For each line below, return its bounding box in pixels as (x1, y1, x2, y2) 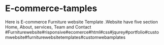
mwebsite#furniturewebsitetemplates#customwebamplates (5, 34, 126, 40)
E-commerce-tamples (5, 3, 98, 14)
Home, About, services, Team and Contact (5, 24, 92, 30)
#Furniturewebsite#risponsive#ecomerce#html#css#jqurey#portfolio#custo (5, 29, 159, 35)
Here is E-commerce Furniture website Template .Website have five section (5, 19, 158, 25)
